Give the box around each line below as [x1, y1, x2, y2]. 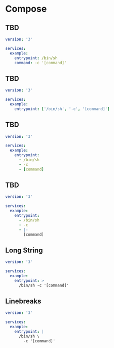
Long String [5, 246, 43, 254]
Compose [5, 3, 47, 15]
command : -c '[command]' [14, 60, 67, 65]
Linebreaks [5, 297, 42, 306]
